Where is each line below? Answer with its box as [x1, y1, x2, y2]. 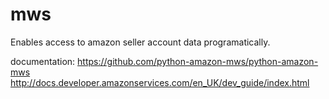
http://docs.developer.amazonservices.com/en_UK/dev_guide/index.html [10, 76, 310, 88]
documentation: [10, 55, 76, 67]
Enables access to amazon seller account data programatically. [10, 36, 271, 48]
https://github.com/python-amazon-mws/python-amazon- [77, 55, 319, 67]
